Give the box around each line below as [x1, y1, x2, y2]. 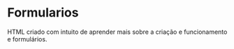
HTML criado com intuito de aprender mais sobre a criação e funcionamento [7, 28, 228, 36]
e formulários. [7, 35, 47, 43]
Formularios [7, 5, 79, 21]
